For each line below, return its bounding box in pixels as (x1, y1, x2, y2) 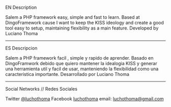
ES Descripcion (5, 45, 38, 51)
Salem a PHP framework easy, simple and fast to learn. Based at (5, 14, 140, 20)
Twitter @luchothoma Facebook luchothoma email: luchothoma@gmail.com (5, 96, 164, 101)
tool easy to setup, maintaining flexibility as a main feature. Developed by (5, 25, 159, 31)
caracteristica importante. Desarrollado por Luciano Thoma (5, 71, 130, 77)
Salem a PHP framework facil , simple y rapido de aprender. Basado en (5, 55, 154, 61)
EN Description (5, 5, 37, 10)
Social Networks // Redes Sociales (5, 86, 78, 92)
